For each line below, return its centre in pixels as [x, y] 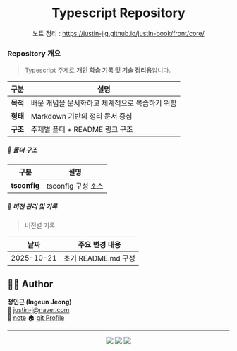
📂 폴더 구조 [22, 150]
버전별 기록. [41, 226]
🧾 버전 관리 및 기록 [32, 206]
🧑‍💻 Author [30, 284]
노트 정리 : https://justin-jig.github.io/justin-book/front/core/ [119, 33]
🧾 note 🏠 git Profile [36, 317]
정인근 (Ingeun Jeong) [39, 302]
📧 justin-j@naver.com [38, 309]
